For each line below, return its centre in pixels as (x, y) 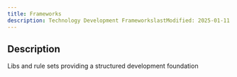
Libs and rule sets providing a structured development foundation (103, 66)
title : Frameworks (34, 14)
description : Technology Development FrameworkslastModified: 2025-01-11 (119, 20)
